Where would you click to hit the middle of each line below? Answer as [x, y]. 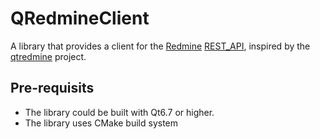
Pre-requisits [52, 88]
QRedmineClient [80, 18]
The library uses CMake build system [101, 123]
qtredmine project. [48, 56]
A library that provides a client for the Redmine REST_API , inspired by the [160, 46]
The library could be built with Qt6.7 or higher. [119, 112]
